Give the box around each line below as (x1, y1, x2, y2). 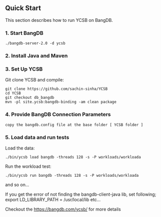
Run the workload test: (5, 163, 52, 169)
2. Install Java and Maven (5, 52, 68, 59)
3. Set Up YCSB (5, 66, 43, 72)
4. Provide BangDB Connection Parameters (5, 111, 111, 118)
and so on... (5, 181, 30, 188)
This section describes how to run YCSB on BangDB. (5, 17, 113, 23)
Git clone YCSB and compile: (5, 77, 64, 83)
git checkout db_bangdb (5, 95, 55, 100)
